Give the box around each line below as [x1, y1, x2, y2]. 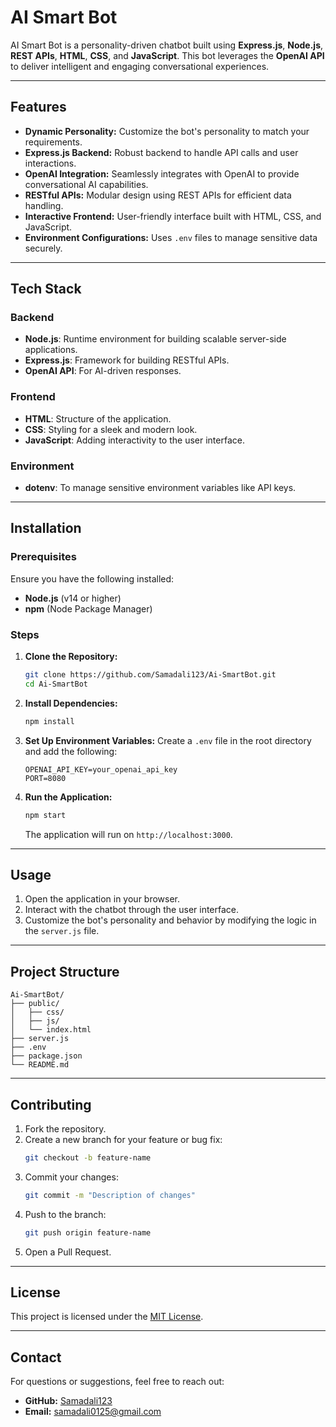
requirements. [24, 136, 83, 148]
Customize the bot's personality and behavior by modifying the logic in [24, 914, 317, 926]
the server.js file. [24, 925, 100, 937]
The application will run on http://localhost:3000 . [24, 828, 233, 840]
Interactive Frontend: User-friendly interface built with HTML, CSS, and [24, 210, 322, 222]
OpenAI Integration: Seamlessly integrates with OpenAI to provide [24, 167, 300, 180]
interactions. [24, 157, 77, 169]
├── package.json [10, 1051, 83, 1061]
